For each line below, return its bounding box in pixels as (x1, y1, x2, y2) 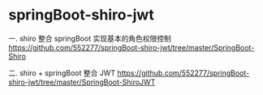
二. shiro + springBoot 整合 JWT (8, 67, 116, 78)
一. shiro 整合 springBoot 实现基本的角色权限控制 (8, 33, 172, 43)
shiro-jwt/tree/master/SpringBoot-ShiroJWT (8, 77, 156, 87)
